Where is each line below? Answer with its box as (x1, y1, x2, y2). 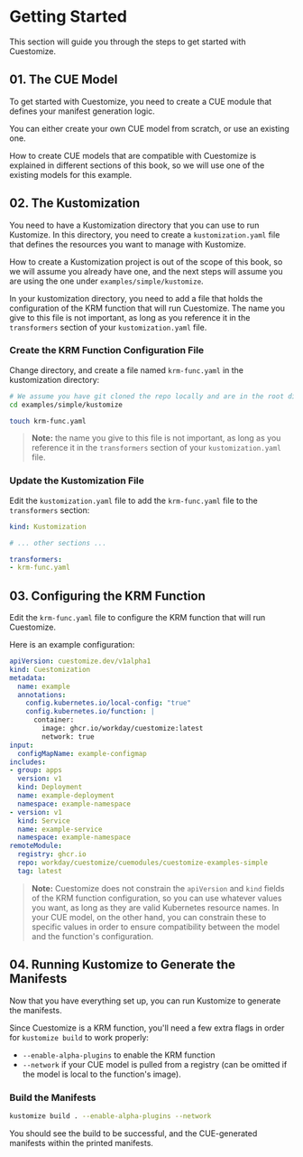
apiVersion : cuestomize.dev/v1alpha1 (9, 657, 151, 666)
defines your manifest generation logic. (9, 106, 155, 117)
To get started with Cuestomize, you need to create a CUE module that (9, 96, 272, 107)
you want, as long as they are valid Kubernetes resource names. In (31, 901, 280, 913)
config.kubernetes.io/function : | (25, 707, 155, 716)
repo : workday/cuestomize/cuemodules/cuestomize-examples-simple (17, 858, 269, 868)
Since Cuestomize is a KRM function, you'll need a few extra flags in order (9, 1022, 285, 1033)
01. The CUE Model (9, 72, 118, 88)
